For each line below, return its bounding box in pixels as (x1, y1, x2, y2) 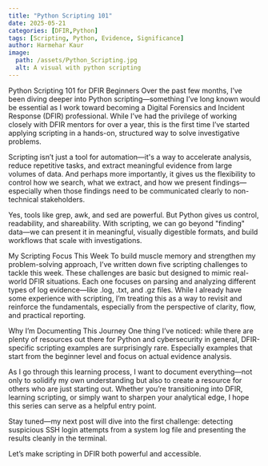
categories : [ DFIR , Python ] (8, 26, 98, 34)
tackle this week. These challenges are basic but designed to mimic (8, 268, 232, 277)
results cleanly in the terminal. (8, 433, 108, 443)
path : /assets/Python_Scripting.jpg (15, 57, 138, 65)
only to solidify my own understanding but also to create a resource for (8, 375, 242, 384)
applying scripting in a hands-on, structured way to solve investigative (8, 128, 240, 137)
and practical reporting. (8, 310, 86, 320)
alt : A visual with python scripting (15, 64, 142, 72)
